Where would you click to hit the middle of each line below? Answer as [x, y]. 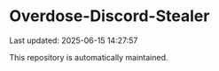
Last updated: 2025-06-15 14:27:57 [74, 40]
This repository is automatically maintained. [89, 57]
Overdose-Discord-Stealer [109, 16]
